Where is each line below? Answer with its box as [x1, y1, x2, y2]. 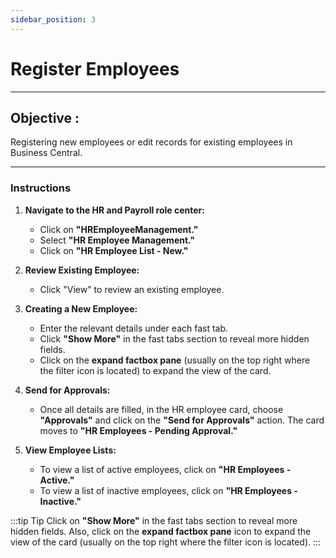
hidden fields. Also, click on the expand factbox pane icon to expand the [10, 525, 312, 537]
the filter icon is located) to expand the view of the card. [39, 364, 272, 376]
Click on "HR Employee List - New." [39, 244, 189, 256]
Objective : [10, 109, 80, 126]
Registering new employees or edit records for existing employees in [10, 136, 293, 148]
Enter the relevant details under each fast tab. [39, 322, 229, 334]
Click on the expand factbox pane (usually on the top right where [39, 354, 311, 366]
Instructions [10, 181, 72, 195]
